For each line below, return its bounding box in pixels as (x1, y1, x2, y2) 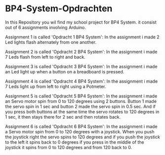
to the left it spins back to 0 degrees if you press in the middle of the (5, 139, 144, 145)
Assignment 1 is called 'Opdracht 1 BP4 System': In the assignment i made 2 (5, 34, 160, 40)
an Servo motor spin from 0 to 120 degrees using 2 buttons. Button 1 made (5, 98, 157, 104)
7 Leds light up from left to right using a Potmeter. (5, 83, 106, 89)
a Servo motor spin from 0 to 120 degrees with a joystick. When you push (5, 128, 155, 134)
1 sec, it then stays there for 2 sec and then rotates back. (5, 114, 121, 120)
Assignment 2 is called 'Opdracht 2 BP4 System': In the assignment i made (5, 49, 158, 55)
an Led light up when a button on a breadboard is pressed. (5, 68, 124, 74)
